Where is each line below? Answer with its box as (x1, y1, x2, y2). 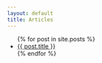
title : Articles (7, 16, 53, 23)
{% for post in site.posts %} (16, 35, 96, 43)
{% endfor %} (16, 49, 57, 58)
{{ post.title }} (16, 42, 56, 50)
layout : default (7, 9, 53, 17)
